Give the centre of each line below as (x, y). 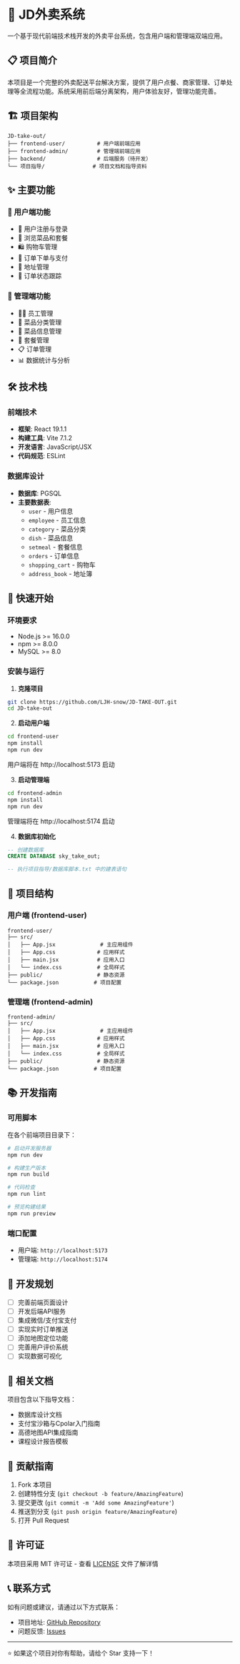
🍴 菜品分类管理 (40, 322)
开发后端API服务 (42, 1311)
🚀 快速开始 (30, 598)
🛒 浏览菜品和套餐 (42, 238)
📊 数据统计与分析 (44, 360)
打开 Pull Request (43, 1520)
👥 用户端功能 (29, 212)
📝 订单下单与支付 (42, 258)
